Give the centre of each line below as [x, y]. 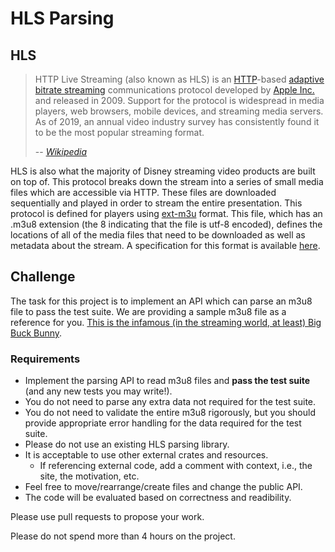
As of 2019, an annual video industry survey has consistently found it [177, 121]
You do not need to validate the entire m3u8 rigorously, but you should [170, 413]
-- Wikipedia [61, 151]
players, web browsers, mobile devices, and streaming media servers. [179, 111]
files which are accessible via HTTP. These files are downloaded [143, 192]
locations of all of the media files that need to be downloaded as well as [158, 235]
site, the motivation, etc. [89, 476]
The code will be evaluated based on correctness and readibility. [158, 498]
